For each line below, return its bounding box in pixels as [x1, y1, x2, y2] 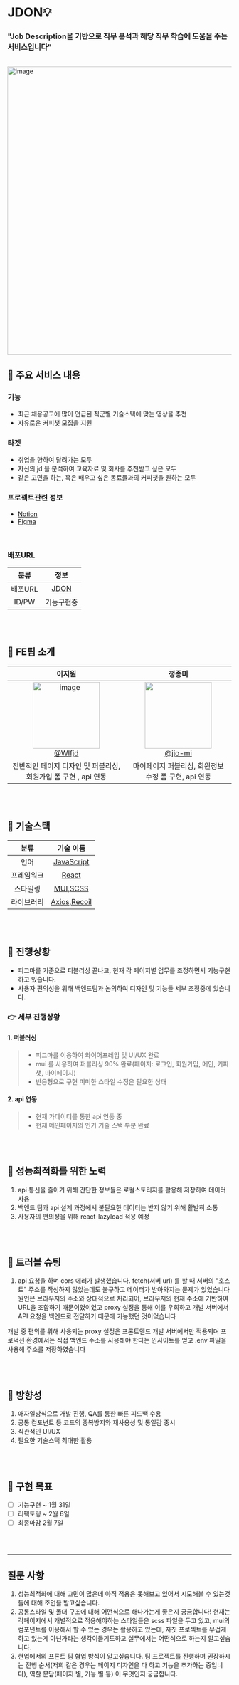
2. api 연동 [7, 1095, 38, 1103]
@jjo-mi [164, 748, 192, 758]
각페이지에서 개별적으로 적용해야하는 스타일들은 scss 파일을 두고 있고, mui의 [17, 1617, 230, 1625]
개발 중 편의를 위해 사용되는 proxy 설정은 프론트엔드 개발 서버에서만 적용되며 [7, 1327, 219, 1335]
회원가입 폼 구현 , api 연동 [26, 772, 107, 782]
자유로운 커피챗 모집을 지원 [17, 419, 92, 427]
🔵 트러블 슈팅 [7, 1256, 62, 1269]
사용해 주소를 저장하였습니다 [7, 1345, 86, 1353]
